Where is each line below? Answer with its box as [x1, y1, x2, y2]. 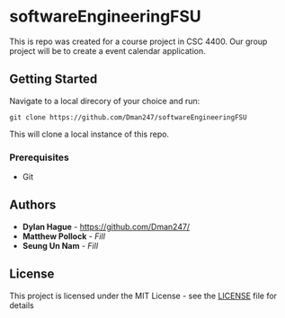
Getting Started [9, 72, 98, 87]
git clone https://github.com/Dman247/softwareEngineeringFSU [9, 112, 247, 122]
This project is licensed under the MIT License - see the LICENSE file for [9, 290, 277, 301]
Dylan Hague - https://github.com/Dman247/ [22, 221, 191, 232]
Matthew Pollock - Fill [22, 231, 106, 242]
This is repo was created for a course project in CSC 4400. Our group [9, 36, 268, 47]
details [9, 299, 34, 311]
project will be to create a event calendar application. [9, 45, 206, 56]
